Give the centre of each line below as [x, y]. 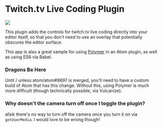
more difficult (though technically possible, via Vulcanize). [64, 91]
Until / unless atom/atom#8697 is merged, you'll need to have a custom [77, 80]
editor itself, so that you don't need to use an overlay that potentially [74, 37]
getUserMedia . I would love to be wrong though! [53, 119]
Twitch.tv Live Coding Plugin [65, 9]
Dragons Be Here [26, 70]
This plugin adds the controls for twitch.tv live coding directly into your [76, 32]
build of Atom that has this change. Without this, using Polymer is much [77, 86]
